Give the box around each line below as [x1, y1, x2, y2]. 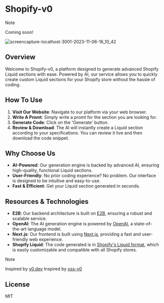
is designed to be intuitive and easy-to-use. [12, 178, 101, 184]
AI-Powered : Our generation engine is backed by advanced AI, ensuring [12, 162, 160, 168]
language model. [28, 226, 62, 232]
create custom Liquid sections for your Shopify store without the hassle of [5, 76, 156, 82]
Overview [5, 53, 36, 61]
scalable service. [12, 216, 47, 221]
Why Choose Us [5, 149, 56, 158]
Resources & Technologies [5, 197, 89, 206]
